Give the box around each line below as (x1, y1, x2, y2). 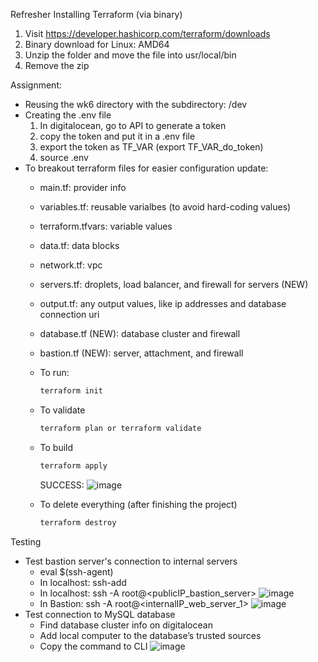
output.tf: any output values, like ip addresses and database (39, 298, 287, 309)
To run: (39, 367, 70, 378)
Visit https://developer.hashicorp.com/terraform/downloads (24, 28, 271, 39)
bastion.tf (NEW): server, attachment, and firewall (39, 347, 244, 359)
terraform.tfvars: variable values (39, 220, 173, 232)
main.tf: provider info (39, 182, 127, 193)
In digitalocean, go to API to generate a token (39, 120, 227, 131)
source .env (39, 152, 89, 163)
